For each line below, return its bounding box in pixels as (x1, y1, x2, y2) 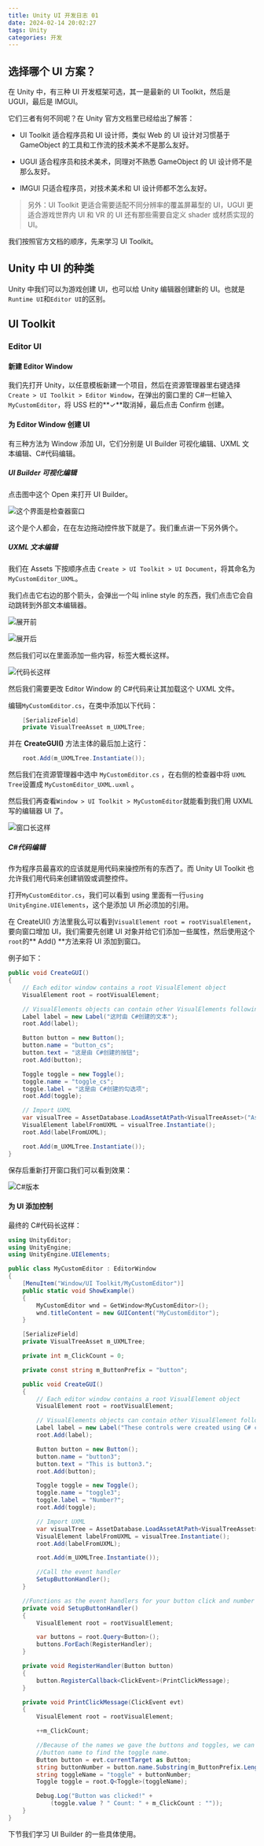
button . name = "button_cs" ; (22, 1041, 114, 1050)
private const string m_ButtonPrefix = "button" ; (22, 1366, 189, 1374)
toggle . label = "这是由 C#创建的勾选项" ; (22, 1084, 149, 1093)
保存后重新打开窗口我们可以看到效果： (8, 1165, 132, 1174)
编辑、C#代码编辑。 (14, 448, 80, 458)
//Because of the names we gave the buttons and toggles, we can (36, 1741, 255, 1749)
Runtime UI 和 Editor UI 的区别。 (8, 294, 110, 303)
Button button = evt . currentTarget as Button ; (36, 1755, 192, 1764)
